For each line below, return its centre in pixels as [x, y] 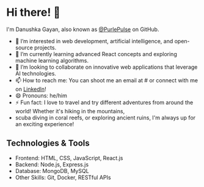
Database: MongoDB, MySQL [52, 171]
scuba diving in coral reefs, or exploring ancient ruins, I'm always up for [105, 118]
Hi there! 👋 [34, 12]
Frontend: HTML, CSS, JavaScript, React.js [69, 158]
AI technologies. [36, 73]
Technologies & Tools [48, 143]
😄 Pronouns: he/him [41, 95]
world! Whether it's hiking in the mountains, [70, 111]
